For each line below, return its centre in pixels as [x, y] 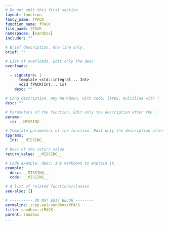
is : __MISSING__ [27, 122]
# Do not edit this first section [42, 10]
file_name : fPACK [24, 29]
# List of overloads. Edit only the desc [50, 61]
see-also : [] [19, 191]
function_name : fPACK [28, 24]
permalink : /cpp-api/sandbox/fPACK [43, 205]
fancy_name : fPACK [25, 19]
